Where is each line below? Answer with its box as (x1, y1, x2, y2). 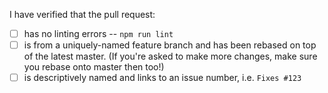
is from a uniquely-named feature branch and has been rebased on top (23, 39, 317, 51)
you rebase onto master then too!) (23, 61, 165, 73)
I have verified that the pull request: (9, 9, 156, 20)
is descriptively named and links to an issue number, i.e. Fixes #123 (23, 72, 302, 84)
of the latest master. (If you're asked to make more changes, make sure (23, 50, 318, 63)
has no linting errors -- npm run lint (23, 28, 174, 39)
